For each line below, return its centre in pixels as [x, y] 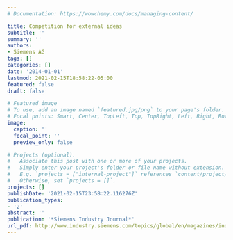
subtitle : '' [26, 33]
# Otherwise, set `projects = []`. [62, 181]
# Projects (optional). [42, 155]
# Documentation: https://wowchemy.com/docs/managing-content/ [101, 14]
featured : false [31, 84]
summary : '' [24, 39]
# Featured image [32, 104]
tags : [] [20, 59]
